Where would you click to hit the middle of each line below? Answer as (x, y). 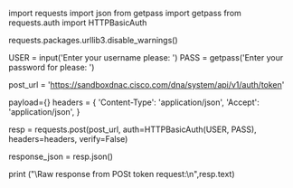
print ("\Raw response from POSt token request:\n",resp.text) (122, 174)
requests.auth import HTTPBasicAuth (78, 23)
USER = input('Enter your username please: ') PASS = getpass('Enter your (146, 57)
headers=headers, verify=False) (68, 139)
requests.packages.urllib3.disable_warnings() (93, 40)
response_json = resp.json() (61, 156)
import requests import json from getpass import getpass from (125, 13)
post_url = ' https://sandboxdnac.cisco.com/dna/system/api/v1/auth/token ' (146, 85)
